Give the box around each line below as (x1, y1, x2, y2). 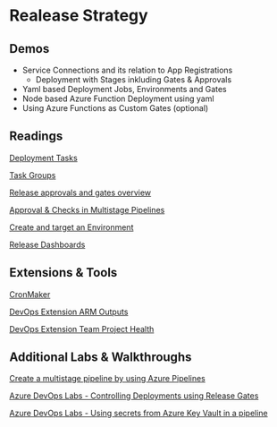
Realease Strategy (9, 5, 149, 26)
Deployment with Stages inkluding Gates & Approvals (35, 74, 232, 85)
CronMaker (9, 288, 51, 300)
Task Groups (9, 169, 56, 180)
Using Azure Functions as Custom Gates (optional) (21, 103, 209, 113)
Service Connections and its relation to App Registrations (21, 64, 233, 75)
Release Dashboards (9, 239, 86, 250)
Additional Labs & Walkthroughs (9, 350, 192, 365)
